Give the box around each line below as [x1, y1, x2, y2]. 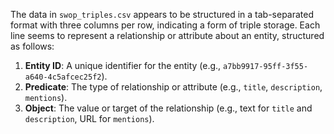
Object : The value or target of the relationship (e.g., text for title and [24, 102, 313, 114]
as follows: [10, 40, 55, 52]
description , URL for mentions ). [24, 113, 155, 124]
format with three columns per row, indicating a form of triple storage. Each [10, 19, 321, 31]
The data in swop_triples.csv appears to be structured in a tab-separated [10, 9, 315, 20]
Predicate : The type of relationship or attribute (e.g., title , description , [24, 81, 323, 93]
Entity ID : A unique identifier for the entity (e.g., [24, 60, 222, 71]
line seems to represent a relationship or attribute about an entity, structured [10, 30, 325, 41]
